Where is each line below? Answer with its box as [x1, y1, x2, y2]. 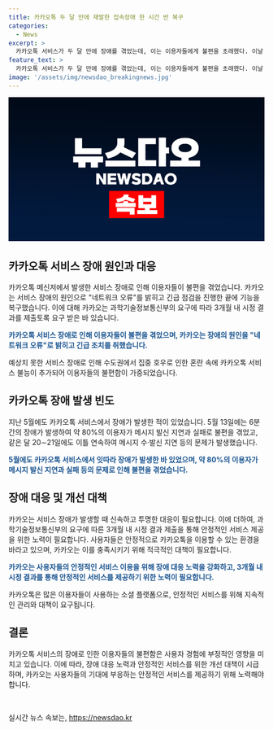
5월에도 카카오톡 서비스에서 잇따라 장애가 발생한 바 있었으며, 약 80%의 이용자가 [8, 454, 258, 464]
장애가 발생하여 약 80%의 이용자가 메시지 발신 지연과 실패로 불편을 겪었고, [23, 427, 258, 437]
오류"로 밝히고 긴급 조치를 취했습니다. [29, 340, 148, 350]
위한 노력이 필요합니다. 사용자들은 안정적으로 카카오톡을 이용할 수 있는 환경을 [16, 534, 260, 544]
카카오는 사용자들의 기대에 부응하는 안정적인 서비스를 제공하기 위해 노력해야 [25, 669, 265, 679]
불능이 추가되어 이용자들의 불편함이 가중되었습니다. [16, 368, 178, 378]
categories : [8, 21, 49, 30]
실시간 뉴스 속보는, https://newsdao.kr [8, 712, 132, 722]
